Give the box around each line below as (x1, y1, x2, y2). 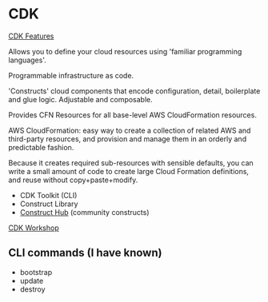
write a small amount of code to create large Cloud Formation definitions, (8, 166, 250, 176)
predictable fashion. (8, 142, 74, 152)
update (19, 276, 44, 285)
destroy (19, 284, 46, 294)
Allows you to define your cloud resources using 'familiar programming (8, 46, 242, 56)
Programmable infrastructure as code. (8, 70, 134, 80)
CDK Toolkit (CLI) (19, 190, 78, 200)
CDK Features (8, 31, 54, 41)
